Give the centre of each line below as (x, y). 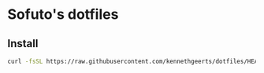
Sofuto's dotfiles (63, 15)
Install (23, 44)
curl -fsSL (25, 61)
